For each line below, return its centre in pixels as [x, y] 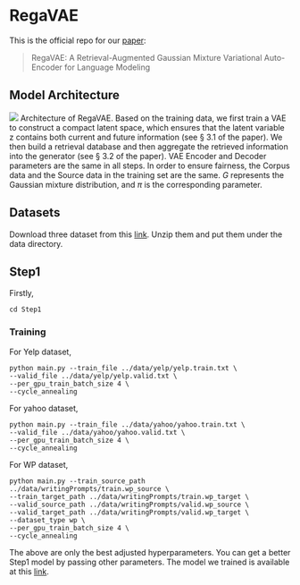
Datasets [35, 212]
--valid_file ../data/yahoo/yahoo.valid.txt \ [97, 432]
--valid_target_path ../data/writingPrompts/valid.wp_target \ [129, 512]
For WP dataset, [39, 464]
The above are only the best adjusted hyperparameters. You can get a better [150, 552]
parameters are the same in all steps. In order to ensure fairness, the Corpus [150, 165]
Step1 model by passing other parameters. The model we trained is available [150, 562]
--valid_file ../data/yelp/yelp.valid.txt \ [93, 376]
